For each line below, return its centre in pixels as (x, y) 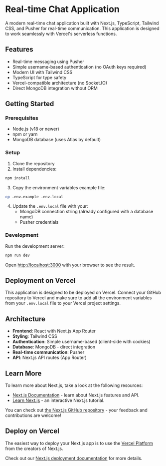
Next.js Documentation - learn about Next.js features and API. (76, 395)
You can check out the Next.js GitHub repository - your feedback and (77, 410)
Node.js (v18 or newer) (36, 129)
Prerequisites (22, 118)
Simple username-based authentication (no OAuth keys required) (79, 67)
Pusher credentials (39, 222)
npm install (17, 178)
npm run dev (17, 255)
